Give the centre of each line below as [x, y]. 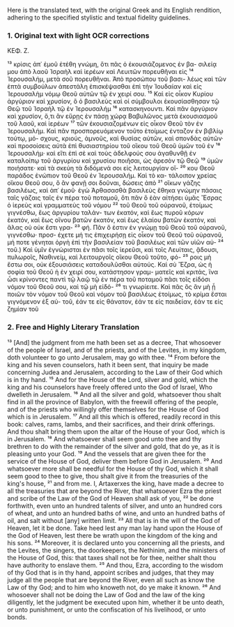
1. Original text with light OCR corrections [78, 36]
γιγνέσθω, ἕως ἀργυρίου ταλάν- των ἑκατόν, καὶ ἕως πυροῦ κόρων [106, 213]
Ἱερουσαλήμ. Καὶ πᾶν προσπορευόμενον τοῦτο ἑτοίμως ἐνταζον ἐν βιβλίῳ [115, 131]
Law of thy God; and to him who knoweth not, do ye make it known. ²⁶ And [114, 587]
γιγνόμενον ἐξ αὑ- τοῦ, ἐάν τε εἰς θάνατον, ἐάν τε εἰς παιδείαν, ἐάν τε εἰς [115, 302]
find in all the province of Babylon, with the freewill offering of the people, [113, 401]
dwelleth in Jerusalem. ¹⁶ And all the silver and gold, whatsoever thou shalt [114, 394]
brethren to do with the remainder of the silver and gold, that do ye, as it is [114, 446]
